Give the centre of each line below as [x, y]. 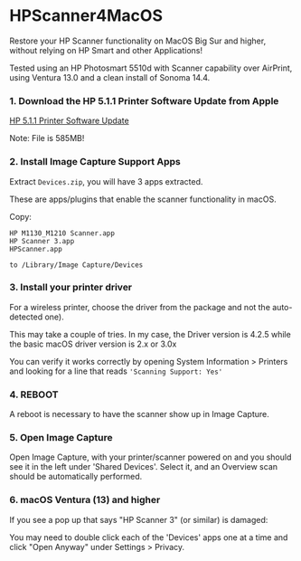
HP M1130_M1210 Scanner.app [62, 233]
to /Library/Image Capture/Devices [76, 265]
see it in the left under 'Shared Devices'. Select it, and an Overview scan [144, 467]
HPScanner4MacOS [86, 16]
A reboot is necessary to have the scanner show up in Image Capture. [139, 414]
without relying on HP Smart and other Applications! [106, 50]
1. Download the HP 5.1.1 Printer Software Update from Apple [144, 100]
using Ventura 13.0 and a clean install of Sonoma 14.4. [110, 77]
